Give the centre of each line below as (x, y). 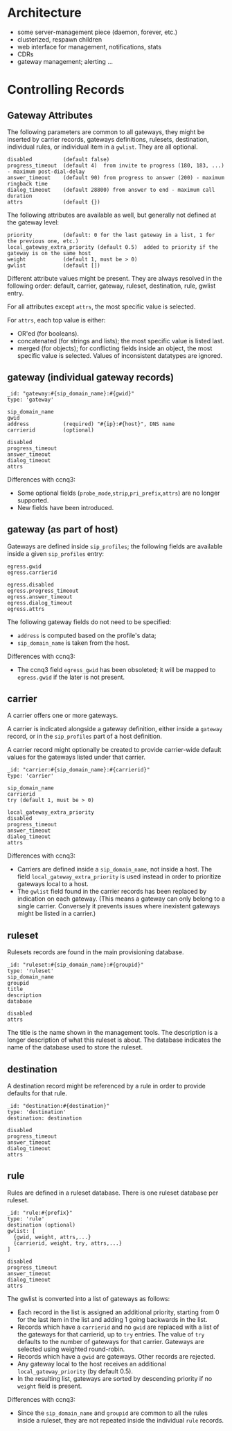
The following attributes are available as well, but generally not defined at (112, 215)
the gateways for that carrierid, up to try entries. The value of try (111, 1334)
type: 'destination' (37, 1112)
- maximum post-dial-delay (46, 172)
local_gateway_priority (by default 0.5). (75, 1371)
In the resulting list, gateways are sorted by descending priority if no (115, 1378)
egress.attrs (26, 609)
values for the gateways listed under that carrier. (77, 757)
